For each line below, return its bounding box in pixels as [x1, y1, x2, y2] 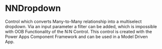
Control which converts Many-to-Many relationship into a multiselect [5, 19, 142, 24]
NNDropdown [5, 3, 61, 14]
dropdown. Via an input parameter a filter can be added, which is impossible [5, 23, 157, 29]
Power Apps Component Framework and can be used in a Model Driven [5, 34, 148, 39]
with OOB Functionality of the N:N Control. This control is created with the [5, 29, 152, 34]
